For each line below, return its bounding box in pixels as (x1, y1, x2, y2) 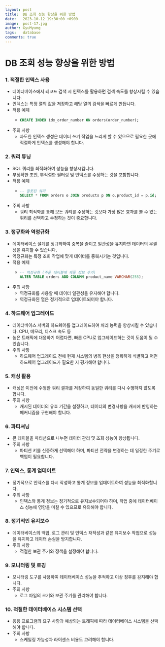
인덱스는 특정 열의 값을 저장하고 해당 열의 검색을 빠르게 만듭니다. (12, 101, 136, 107)
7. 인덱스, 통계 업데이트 (5, 467, 56, 474)
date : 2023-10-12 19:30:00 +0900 (5, 16, 78, 21)
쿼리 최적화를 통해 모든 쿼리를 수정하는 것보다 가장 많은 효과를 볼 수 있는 (19, 209, 158, 215)
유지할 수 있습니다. (21, 247, 58, 253)
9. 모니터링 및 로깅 (5, 562, 46, 569)
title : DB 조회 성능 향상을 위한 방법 (5, 12, 75, 17)
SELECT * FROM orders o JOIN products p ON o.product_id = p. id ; (19, 193, 157, 198)
